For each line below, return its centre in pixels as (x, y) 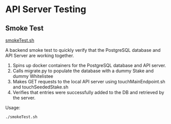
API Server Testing (46, 9)
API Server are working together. (40, 55)
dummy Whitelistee (33, 76)
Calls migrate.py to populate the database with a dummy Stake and (83, 71)
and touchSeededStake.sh (41, 87)
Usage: (13, 107)
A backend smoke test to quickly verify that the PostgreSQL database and (83, 50)
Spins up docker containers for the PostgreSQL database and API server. (89, 65)
